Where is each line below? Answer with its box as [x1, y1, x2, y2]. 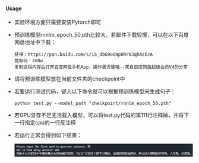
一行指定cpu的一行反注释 [14, 119, 76, 126]
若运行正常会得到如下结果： [14, 132, 83, 139]
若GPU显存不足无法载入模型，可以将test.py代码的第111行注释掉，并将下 [14, 111, 189, 119]
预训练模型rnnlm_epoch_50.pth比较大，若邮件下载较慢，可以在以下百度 [14, 31, 189, 39]
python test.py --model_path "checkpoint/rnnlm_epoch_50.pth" [14, 101, 172, 107]
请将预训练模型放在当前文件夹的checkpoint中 [14, 75, 125, 82]
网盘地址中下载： [14, 39, 56, 46]
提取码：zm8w [14, 58, 43, 64]
